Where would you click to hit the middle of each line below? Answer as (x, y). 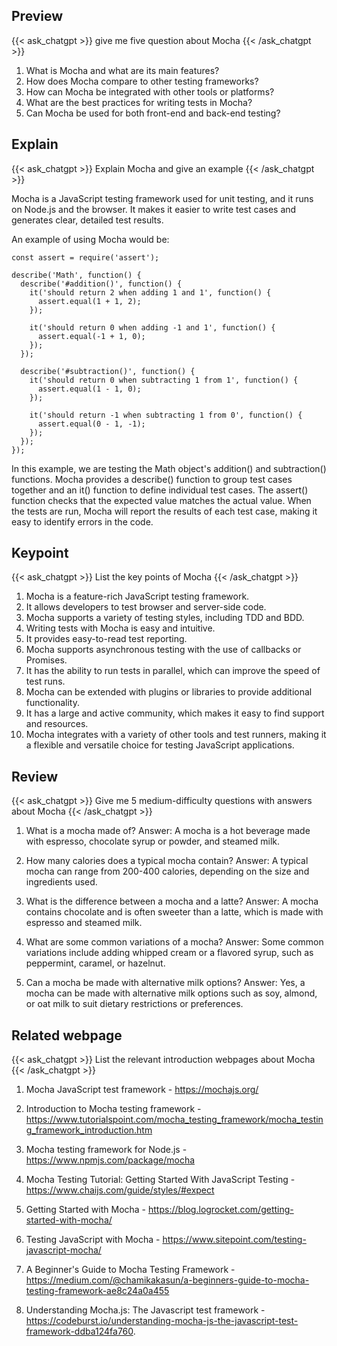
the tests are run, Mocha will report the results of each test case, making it (164, 511)
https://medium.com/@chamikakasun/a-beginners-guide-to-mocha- (167, 1280)
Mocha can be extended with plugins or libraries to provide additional (169, 692)
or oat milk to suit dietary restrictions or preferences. (134, 1004)
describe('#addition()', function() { (101, 284)
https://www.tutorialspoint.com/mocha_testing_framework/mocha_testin (174, 1120)
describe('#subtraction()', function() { (108, 371)
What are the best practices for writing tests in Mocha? (139, 102)
